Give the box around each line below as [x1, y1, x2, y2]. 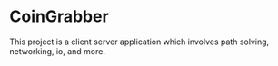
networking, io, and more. [9, 45, 106, 56]
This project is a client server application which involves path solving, [9, 36, 270, 47]
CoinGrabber [9, 6, 109, 27]
